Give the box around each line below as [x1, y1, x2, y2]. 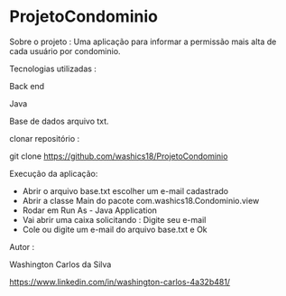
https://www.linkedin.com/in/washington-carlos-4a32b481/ [9, 276, 231, 287]
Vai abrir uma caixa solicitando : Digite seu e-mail [22, 214, 207, 225]
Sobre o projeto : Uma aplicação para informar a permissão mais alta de [9, 36, 277, 47]
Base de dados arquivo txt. [9, 116, 110, 126]
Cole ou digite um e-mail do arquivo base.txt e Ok [22, 224, 208, 235]
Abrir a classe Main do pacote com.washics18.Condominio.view [22, 195, 260, 206]
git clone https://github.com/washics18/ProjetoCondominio [9, 151, 228, 162]
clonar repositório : [9, 133, 80, 143]
